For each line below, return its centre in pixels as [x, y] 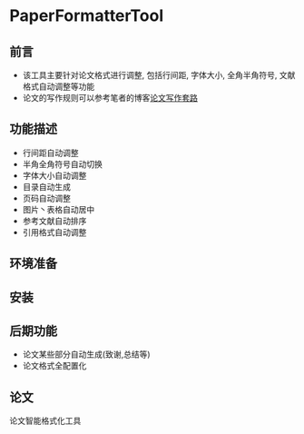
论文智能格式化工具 [45, 421]
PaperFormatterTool [87, 16]
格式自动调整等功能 [59, 86]
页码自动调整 [46, 198]
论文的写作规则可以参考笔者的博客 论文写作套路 [110, 98]
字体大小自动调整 [54, 175]
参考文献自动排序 [54, 221]
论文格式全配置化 [54, 366]
